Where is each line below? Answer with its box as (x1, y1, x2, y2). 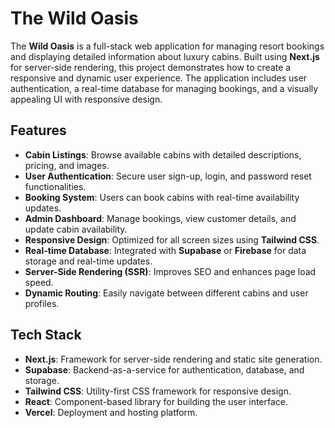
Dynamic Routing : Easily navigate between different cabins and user (24, 287, 309, 299)
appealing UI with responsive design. (10, 93, 163, 105)
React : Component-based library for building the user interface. (24, 395, 289, 407)
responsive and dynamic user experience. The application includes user (10, 72, 308, 84)
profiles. (24, 297, 60, 309)
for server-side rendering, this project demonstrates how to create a (10, 61, 292, 73)
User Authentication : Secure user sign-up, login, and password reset (24, 170, 312, 182)
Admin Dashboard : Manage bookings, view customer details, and (24, 212, 297, 224)
